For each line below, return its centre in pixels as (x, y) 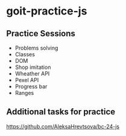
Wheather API (32, 73)
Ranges (24, 93)
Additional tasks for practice (61, 112)
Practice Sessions (41, 34)
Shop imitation (33, 67)
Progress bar (31, 86)
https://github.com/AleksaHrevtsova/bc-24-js (63, 126)
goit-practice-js (47, 11)
